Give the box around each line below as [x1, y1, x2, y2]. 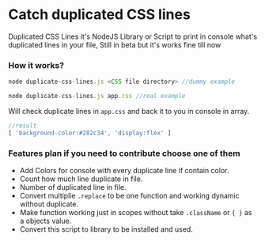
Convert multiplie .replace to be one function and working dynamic [19, 191, 240, 201]
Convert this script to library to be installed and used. [19, 225, 194, 234]
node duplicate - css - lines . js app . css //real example [8, 93, 186, 100]
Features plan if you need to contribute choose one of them [8, 148, 240, 159]
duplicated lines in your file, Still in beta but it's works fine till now [8, 40, 221, 49]
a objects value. [19, 216, 72, 226]
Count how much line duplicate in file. [19, 174, 143, 183]
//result [8, 121, 37, 130]
